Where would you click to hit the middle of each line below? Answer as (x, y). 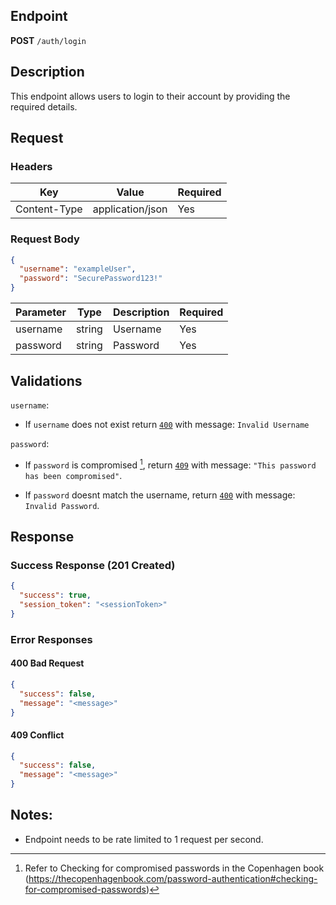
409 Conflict (37, 735)
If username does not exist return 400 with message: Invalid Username (167, 424)
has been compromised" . (73, 475)
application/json (130, 209)
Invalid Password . (62, 505)
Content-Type (49, 209)
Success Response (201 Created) (93, 565)
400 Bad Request (47, 663)
